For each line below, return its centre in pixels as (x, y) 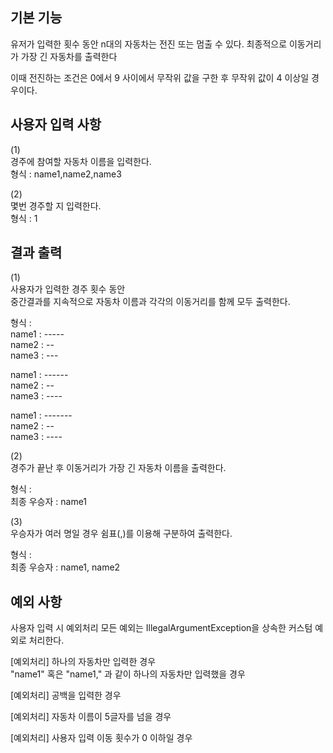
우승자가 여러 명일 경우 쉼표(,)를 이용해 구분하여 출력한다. (121, 534)
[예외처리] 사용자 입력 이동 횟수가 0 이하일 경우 (101, 738)
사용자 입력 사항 (56, 124)
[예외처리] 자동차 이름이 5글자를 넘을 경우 (91, 717)
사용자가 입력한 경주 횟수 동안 (68, 289)
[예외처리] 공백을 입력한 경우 (66, 695)
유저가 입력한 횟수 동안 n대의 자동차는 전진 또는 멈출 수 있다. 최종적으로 (149, 44)
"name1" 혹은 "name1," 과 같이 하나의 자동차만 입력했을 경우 (128, 674)
